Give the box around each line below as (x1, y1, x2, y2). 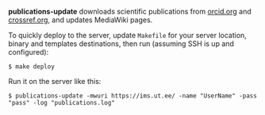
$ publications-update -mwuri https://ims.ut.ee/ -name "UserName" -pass (8, 92, 258, 100)
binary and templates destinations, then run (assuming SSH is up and (8, 39, 234, 48)
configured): (8, 48, 49, 56)
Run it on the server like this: (8, 77, 102, 86)
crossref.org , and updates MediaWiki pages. (8, 15, 153, 25)
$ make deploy (8, 63, 56, 71)
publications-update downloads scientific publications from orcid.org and (8, 7, 252, 16)
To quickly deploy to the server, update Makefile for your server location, (8, 31, 248, 40)
